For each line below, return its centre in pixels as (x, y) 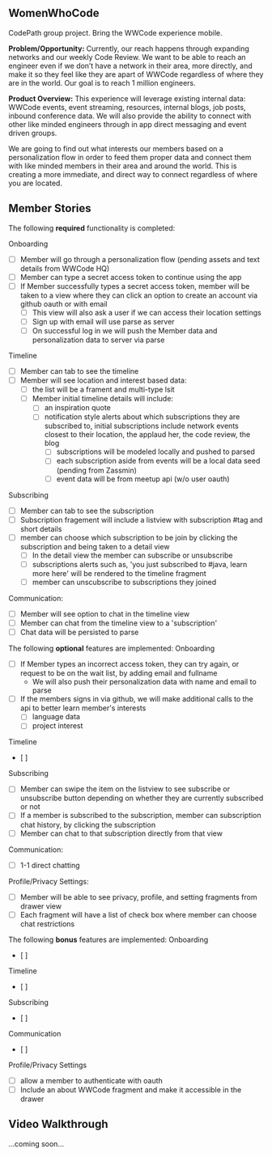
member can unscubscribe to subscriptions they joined (124, 582)
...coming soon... (36, 1143)
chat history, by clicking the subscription (88, 824)
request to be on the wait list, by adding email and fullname (119, 673)
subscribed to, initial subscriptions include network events (141, 426)
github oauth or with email (64, 303)
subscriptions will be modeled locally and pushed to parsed (155, 451)
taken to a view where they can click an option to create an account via (139, 295)
